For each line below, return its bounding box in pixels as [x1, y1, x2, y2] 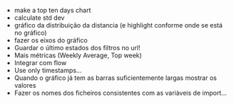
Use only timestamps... [14, 67, 82, 74]
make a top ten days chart [14, 6, 91, 14]
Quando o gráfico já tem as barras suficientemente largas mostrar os [14, 74, 218, 82]
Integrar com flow [14, 59, 67, 67]
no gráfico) [14, 28, 48, 37]
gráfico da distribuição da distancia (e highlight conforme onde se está [14, 21, 223, 29]
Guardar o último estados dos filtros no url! [14, 44, 141, 52]
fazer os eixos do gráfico [14, 36, 88, 45]
